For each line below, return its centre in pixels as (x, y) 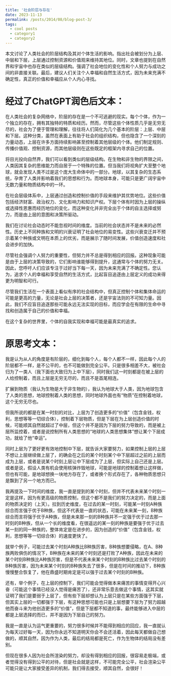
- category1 (23, 34)
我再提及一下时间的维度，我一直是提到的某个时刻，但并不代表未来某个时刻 (83, 491)
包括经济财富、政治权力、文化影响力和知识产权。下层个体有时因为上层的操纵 (85, 202)
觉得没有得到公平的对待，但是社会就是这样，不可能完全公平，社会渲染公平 (88, 662)
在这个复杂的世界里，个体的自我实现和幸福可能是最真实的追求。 (72, 321)
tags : (11, 24)
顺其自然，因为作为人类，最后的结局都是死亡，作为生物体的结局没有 (90, 638)
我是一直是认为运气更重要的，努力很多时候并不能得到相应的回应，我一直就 (83, 625)
